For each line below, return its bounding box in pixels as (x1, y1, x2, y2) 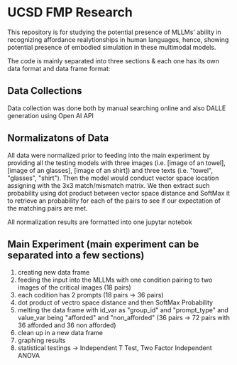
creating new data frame (17, 268, 90, 277)
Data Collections (7, 85, 83, 97)
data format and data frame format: (7, 64, 111, 73)
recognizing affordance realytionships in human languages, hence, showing (7, 35, 229, 43)
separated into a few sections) (7, 249, 145, 261)
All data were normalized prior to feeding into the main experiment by (7, 151, 211, 159)
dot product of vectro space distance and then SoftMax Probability (17, 298, 214, 307)
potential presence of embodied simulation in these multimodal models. (7, 43, 216, 51)
